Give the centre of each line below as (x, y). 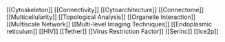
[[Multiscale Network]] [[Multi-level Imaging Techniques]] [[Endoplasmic (109, 24)
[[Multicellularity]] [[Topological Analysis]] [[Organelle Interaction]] (101, 17)
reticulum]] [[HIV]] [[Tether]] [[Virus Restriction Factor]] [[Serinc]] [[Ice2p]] (112, 31)
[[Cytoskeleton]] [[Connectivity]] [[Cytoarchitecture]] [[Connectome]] (105, 10)
